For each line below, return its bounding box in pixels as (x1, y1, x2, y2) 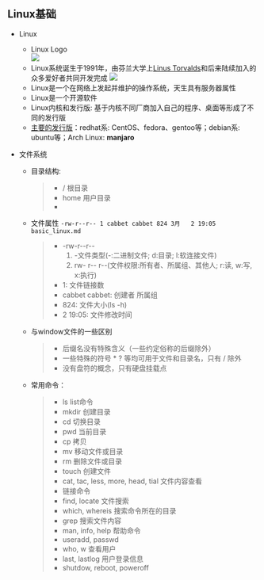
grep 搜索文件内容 (62, 516, 122, 525)
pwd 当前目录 (62, 426, 107, 436)
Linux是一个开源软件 (30, 93, 98, 102)
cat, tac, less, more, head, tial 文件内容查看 (62, 476, 203, 486)
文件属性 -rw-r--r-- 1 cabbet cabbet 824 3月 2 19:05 (30, 218, 216, 227)
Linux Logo (30, 44, 68, 54)
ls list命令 (62, 397, 94, 406)
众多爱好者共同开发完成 (30, 73, 108, 82)
